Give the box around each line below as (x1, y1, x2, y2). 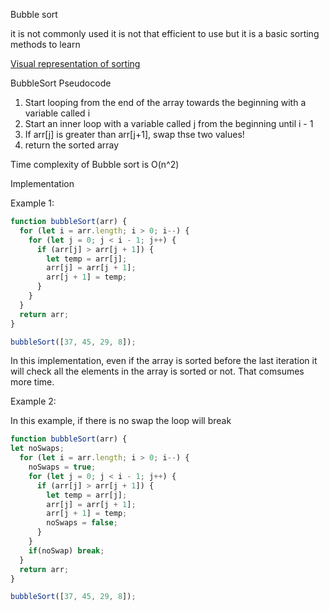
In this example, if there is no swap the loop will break (10, 415, 232, 427)
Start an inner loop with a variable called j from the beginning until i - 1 (24, 118, 314, 129)
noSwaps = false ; (46, 518, 118, 528)
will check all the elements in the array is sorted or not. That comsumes (10, 365, 305, 378)
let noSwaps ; (10, 444, 65, 454)
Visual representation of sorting (10, 58, 141, 69)
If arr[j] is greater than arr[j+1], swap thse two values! (24, 129, 245, 140)
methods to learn (10, 39, 81, 50)
